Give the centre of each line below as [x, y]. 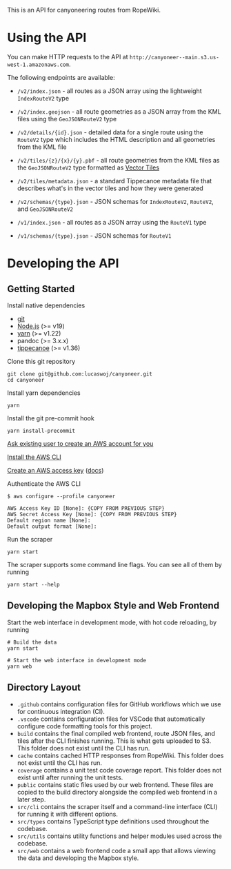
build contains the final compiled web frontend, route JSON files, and [116, 733]
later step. [31, 799]
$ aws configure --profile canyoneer [61, 496]
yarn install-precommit [41, 431]
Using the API [47, 38]
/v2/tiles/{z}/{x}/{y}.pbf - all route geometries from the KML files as [118, 160]
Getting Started [41, 289]
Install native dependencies [46, 305]
